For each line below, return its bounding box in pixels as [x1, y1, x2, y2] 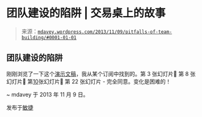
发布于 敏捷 [6, 104, 34, 111]
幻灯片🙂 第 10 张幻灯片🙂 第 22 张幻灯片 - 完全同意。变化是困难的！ [6, 78, 171, 85]
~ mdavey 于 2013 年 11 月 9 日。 [6, 91, 89, 98]
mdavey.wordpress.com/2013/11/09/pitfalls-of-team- [37, 29, 173, 35]
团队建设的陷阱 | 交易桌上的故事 [6, 6, 166, 20]
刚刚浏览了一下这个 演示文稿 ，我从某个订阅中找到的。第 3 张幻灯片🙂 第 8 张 [6, 70, 196, 77]
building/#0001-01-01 [21, 34, 77, 40]
